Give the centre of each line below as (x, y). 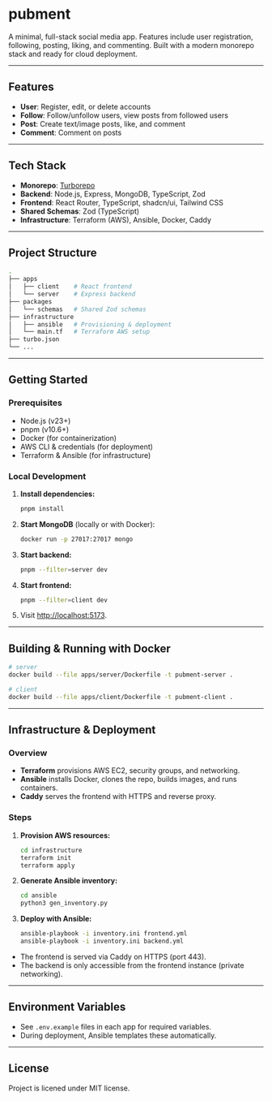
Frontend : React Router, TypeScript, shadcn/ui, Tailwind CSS (122, 202)
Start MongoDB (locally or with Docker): (87, 524)
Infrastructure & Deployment (82, 730)
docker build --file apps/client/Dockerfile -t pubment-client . (121, 697)
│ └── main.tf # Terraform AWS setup (79, 332)
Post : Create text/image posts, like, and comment (103, 123)
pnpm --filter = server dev (64, 569)
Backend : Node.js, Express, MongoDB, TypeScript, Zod (113, 194)
